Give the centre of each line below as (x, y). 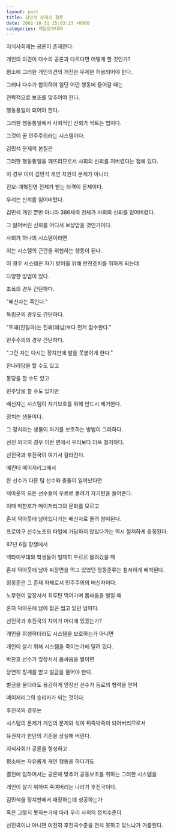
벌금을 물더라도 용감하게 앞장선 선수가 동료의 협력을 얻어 (72, 685)
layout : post (22, 12)
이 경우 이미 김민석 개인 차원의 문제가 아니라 (58, 174)
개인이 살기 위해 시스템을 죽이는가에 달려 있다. (60, 647)
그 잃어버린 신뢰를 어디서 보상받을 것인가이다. (59, 225)
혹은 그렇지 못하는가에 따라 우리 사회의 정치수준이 (64, 812)
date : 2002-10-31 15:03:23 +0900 (48, 23)
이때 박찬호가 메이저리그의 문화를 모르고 (53, 506)
